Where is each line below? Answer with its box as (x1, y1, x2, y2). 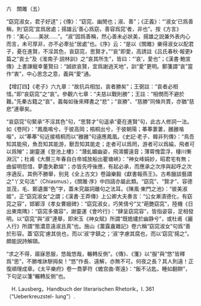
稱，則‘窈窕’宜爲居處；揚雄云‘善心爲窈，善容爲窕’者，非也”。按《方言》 (6, 26, 182, 32)
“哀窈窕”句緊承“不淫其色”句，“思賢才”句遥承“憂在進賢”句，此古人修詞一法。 (6, 118, 193, 125)
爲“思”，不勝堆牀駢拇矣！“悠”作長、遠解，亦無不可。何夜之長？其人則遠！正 (6, 258, 194, 265)
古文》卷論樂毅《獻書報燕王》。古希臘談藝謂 (84, 170, 193, 178)
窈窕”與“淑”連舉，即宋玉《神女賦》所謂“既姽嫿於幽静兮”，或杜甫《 (24, 215, 188, 222)
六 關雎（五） (6, 5, 43, 12)
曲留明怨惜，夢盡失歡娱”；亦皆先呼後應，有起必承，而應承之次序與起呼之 (6, 163, 187, 170)
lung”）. (55, 293, 76, 300)
